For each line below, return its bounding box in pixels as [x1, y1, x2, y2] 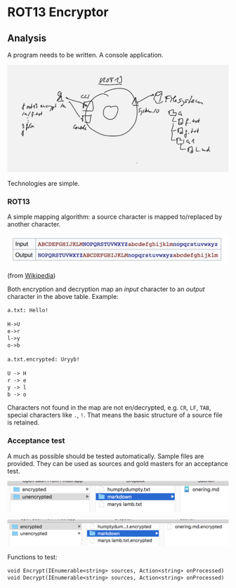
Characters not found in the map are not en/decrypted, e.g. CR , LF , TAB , [7, 403, 211, 412]
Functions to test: [7, 552, 58, 561]
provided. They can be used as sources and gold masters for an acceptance [7, 459, 228, 467]
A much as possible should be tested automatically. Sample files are [7, 452, 204, 460]
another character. [7, 220, 61, 228]
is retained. [7, 418, 40, 427]
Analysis [7, 32, 47, 44]
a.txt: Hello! [7, 307, 49, 314]
